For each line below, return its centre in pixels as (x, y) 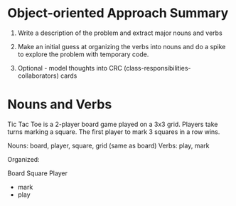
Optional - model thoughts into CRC (70, 68)
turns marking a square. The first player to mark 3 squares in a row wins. (114, 132)
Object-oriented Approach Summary (118, 13)
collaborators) (38, 76)
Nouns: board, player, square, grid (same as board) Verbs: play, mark (108, 145)
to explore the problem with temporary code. (83, 54)
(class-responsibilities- (157, 68)
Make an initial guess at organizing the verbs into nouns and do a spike (122, 46)
